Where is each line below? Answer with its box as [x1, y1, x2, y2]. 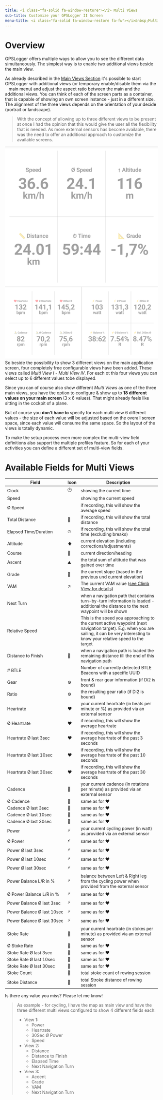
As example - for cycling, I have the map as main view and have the [16, 1002, 152, 1008]
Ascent [7, 560, 22, 565]
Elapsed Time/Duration [7, 529, 53, 535]
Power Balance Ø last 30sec [7, 918, 64, 924]
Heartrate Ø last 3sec [7, 735, 50, 741]
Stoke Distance [7, 980, 37, 985]
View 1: [24, 1017, 39, 1023]
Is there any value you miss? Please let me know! [5, 993, 103, 999]
